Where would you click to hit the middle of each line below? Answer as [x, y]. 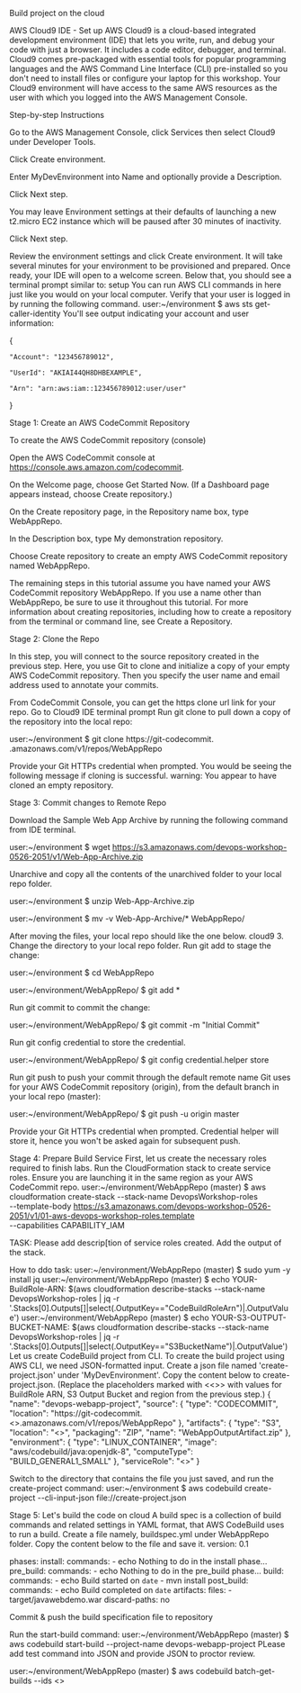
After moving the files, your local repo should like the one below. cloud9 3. [147, 936]
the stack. [28, 1252]
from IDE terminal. [43, 829]
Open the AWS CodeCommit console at [82, 457]
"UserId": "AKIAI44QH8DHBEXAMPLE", [76, 373]
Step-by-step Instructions [57, 115]
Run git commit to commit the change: [80, 1007]
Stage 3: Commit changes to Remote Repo [88, 802]
